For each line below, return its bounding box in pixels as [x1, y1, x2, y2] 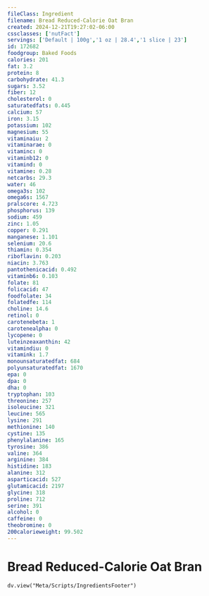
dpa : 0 [7, 377, 27, 384]
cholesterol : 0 [7, 96, 52, 103]
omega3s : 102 [7, 188, 46, 195]
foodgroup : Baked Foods [7, 50, 77, 57]
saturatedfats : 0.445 [7, 102, 71, 109]
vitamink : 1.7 [7, 351, 49, 358]
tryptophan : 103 [7, 391, 55, 398]
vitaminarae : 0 [7, 142, 52, 149]
